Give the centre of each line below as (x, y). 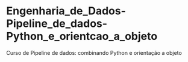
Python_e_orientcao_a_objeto (82, 36)
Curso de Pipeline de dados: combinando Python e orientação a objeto (94, 52)
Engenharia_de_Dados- (66, 11)
